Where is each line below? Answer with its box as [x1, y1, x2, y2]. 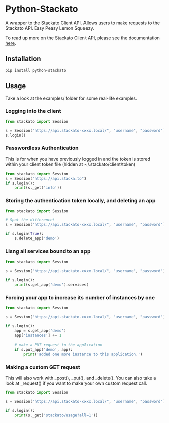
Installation [5, 55, 41, 63]
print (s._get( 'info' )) [14, 185, 62, 190]
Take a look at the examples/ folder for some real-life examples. [5, 95, 137, 101]
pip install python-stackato [5, 68, 66, 73]
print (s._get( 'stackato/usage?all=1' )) [14, 413, 98, 418]
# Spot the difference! [5, 217, 55, 223]
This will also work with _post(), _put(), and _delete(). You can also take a [5, 375, 156, 381]
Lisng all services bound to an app [5, 247, 91, 255]
